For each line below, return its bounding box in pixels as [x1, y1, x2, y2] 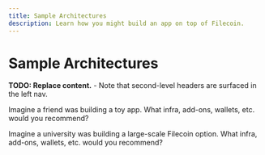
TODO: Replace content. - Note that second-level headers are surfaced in [8, 81, 257, 90]
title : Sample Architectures [8, 11, 107, 20]
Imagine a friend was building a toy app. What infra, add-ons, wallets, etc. [8, 105, 255, 115]
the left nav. [8, 90, 48, 99]
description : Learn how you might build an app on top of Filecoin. [8, 19, 245, 27]
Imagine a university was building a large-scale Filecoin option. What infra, [8, 129, 258, 139]
